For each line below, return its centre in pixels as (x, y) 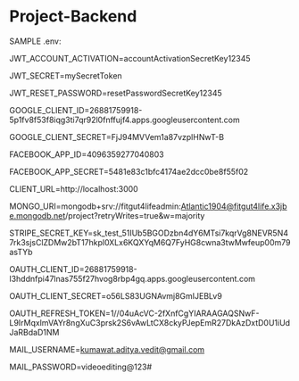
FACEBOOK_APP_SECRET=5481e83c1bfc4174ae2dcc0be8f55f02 (129, 171)
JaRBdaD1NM (34, 332)
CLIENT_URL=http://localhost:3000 (74, 188)
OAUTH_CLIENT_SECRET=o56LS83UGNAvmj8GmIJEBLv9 (116, 295)
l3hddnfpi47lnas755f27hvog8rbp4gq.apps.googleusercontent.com (133, 278)
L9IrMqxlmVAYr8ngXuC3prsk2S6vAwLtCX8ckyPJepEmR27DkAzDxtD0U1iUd (150, 322)
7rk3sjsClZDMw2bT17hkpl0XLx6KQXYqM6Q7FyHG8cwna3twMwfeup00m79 (150, 242)
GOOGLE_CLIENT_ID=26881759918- (76, 110)
